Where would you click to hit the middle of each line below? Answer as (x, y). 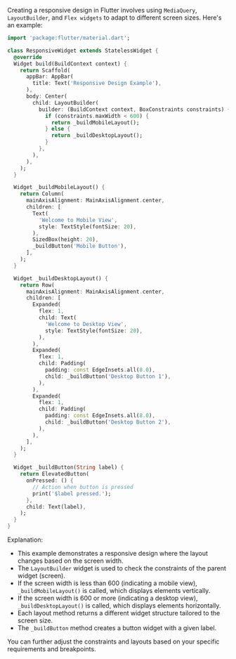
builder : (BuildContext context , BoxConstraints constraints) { (135, 109)
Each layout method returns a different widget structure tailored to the (119, 613)
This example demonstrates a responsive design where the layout (113, 553)
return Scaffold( (45, 70)
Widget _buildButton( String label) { (69, 468)
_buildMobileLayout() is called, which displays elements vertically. (114, 591)
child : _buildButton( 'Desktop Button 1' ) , (108, 376)
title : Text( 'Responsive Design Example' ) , (97, 84)
